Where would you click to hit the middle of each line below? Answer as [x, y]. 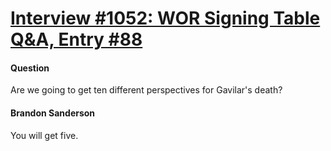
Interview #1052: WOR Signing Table [165, 18]
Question [30, 68]
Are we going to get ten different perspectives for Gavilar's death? [146, 90]
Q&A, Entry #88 [76, 39]
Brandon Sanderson [53, 113]
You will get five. [44, 135]
